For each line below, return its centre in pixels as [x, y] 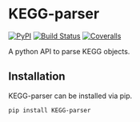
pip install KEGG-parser [50, 110]
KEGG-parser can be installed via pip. [70, 96]
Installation [37, 77]
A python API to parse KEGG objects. [69, 51]
